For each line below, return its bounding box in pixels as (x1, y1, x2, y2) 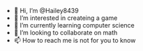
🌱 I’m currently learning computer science (13, 21, 135, 29)
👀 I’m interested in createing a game (13, 14, 118, 22)
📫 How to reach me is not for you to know (13, 37, 136, 44)
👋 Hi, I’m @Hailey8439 (13, 7, 79, 14)
